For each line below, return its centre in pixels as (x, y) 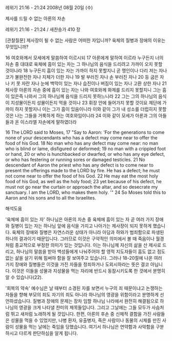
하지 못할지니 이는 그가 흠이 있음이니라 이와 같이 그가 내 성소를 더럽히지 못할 (91, 109)
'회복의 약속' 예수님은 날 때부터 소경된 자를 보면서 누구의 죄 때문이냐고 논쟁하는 (84, 288)
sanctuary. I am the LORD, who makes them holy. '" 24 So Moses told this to (86, 192)
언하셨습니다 (18, 301)
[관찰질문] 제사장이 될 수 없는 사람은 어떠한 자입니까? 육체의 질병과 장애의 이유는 (85, 40)
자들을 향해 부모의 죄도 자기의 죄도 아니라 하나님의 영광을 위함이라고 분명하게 (82, 294)
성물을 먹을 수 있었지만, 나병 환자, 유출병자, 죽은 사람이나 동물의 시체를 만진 (86, 320)
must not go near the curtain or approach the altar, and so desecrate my (82, 187)
